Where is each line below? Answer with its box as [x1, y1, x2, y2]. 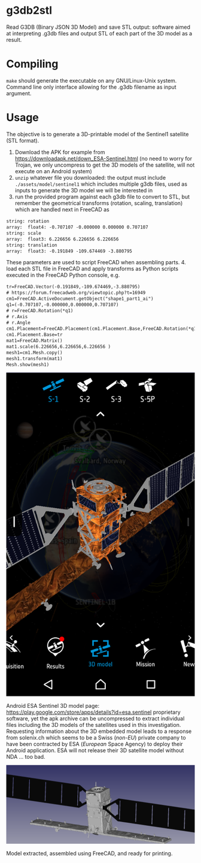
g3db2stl [6, 4, 53, 17]
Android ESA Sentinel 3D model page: [6, 702, 100, 710]
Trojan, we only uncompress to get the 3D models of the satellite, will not [14, 161, 195, 168]
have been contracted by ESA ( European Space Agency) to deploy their [6, 741, 184, 748]
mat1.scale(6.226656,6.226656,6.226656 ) [6, 343, 111, 349]
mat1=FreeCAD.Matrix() [6, 337, 63, 343]
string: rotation [6, 218, 50, 224]
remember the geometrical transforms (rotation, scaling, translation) [14, 199, 183, 207]
